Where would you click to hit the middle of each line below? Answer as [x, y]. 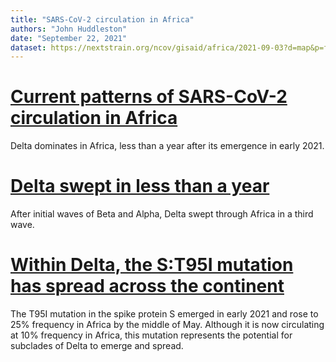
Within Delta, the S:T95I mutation [152, 265]
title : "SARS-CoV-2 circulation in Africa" [102, 19]
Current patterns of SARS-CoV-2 [149, 97]
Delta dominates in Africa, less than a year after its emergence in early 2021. [167, 146]
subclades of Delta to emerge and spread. [97, 346]
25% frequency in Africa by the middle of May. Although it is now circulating [167, 325]
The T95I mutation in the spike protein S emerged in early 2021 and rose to [164, 314]
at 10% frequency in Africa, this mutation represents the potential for [151, 335]
